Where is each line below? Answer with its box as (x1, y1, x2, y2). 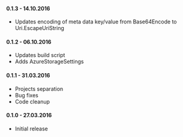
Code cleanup (14, 98, 50, 105)
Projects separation (14, 85, 64, 93)
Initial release (14, 125, 48, 132)
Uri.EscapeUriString (14, 25, 65, 32)
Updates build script (14, 52, 65, 59)
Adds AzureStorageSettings (14, 58, 84, 65)
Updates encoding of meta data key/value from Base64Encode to (14, 18, 177, 25)
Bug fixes (14, 91, 39, 99)
